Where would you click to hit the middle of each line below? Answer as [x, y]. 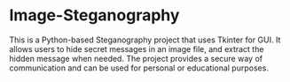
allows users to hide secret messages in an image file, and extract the [137, 48]
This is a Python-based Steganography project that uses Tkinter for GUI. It [145, 40]
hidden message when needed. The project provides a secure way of [136, 58]
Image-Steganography [94, 15]
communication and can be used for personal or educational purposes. [139, 68]
